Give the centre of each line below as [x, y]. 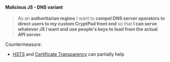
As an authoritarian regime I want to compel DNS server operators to [91, 18]
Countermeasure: [24, 44]
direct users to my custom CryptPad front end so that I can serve [87, 24]
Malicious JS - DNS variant [34, 7]
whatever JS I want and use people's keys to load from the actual [88, 29]
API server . [30, 35]
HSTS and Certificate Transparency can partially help [68, 54]
